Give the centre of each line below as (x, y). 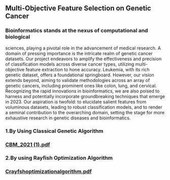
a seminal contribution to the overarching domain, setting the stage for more (85, 112)
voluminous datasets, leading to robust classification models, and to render (84, 107)
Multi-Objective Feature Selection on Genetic (78, 8)
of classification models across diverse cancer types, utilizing (70, 64)
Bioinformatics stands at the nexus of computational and (77, 31)
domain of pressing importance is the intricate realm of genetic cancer (79, 53)
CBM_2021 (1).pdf (28, 145)
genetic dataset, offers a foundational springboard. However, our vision (80, 75)
